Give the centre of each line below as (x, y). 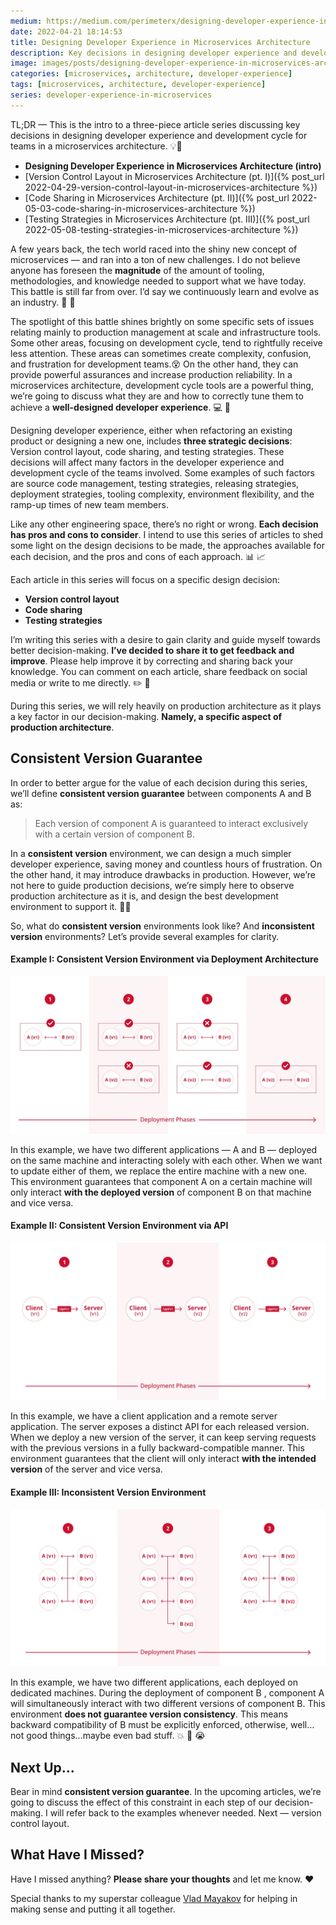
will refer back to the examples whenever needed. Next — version (185, 1812)
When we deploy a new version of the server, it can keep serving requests (163, 1437)
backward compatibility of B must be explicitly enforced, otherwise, (149, 1725)
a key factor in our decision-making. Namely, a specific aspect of (146, 716)
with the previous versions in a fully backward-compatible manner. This (157, 1447)
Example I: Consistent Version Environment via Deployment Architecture (164, 959)
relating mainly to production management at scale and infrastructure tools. (166, 332)
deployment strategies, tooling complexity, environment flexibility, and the (162, 494)
